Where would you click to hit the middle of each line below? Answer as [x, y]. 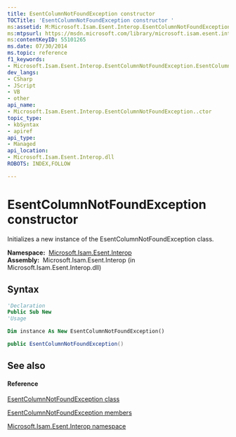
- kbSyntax [23, 125]
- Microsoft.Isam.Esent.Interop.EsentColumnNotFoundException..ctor [110, 112]
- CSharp [20, 79]
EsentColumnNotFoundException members [70, 413]
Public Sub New [29, 312]
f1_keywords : [26, 60]
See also [26, 366]
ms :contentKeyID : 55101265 [47, 40]
